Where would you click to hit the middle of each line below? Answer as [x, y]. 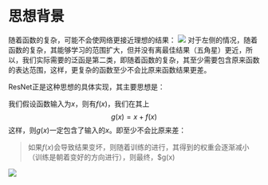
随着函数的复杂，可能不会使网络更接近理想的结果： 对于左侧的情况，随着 [133, 40]
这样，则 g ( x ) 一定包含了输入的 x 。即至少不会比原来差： [97, 130]
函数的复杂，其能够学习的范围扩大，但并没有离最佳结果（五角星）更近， [127, 49]
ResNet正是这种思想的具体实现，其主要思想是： [87, 87]
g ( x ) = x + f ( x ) [134, 116]
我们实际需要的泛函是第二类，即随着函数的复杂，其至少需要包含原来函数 [141, 60]
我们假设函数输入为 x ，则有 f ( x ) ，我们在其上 [79, 104]
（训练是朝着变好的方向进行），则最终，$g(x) [101, 157]
